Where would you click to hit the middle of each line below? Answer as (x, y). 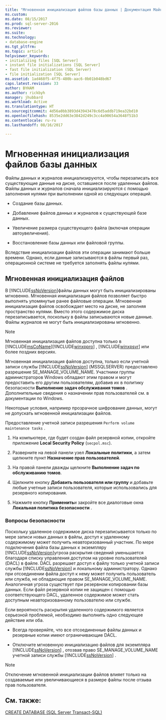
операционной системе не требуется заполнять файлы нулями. (72, 263)
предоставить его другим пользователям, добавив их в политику (74, 383)
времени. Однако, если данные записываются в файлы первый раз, (77, 258)
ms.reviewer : (19, 28)
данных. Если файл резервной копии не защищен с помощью (70, 589)
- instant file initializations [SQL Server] (53, 65)
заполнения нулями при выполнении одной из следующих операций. (79, 194)
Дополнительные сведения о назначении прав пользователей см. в (77, 393)
